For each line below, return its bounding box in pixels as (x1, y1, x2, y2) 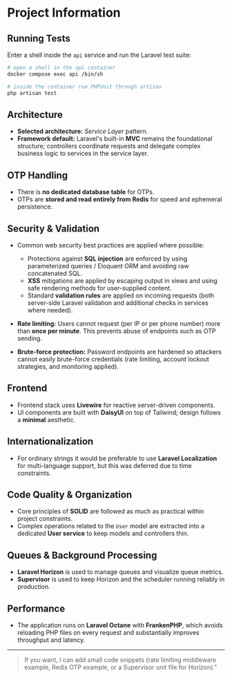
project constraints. (17, 514, 73, 523)
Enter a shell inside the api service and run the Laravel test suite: (7, 51, 192, 59)
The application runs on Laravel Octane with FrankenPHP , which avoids (17, 621, 223, 629)
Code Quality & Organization (7, 489, 133, 501)
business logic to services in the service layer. (17, 149, 149, 157)
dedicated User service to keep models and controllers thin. (17, 529, 189, 538)
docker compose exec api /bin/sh (7, 71, 104, 78)
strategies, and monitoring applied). (17, 362, 119, 370)
